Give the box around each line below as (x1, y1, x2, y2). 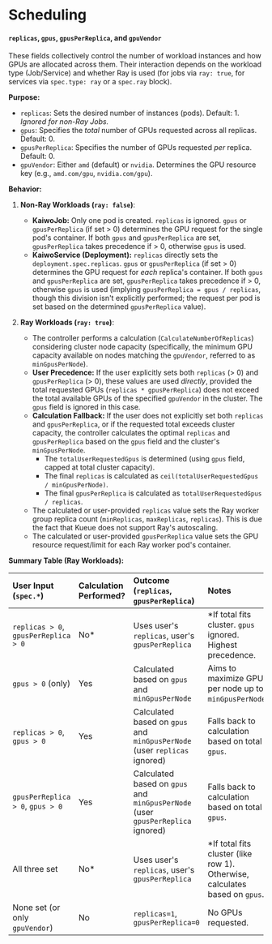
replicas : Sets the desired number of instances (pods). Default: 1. (19, 108, 240, 118)
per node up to (207, 683, 264, 694)
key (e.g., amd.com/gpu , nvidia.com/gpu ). (19, 169, 153, 178)
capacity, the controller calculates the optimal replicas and (32, 428, 231, 438)
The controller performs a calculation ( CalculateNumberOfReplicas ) (32, 333, 254, 343)
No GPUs (207, 907, 243, 918)
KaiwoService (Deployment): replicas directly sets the (32, 250, 219, 260)
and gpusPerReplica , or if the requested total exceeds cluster (32, 419, 236, 429)
